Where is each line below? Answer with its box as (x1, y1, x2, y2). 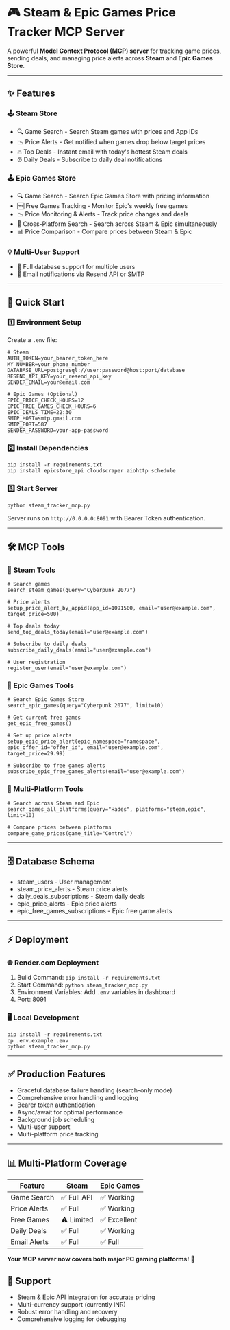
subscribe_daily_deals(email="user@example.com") (7, 647, 152, 654)
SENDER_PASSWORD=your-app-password (7, 426, 109, 434)
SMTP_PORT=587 (7, 421, 48, 428)
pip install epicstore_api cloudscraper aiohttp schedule (7, 468, 176, 474)
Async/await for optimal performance (16, 1108, 123, 1116)
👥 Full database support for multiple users (16, 263, 136, 271)
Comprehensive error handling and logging (16, 1094, 139, 1102)
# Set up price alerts (7, 732, 72, 739)
